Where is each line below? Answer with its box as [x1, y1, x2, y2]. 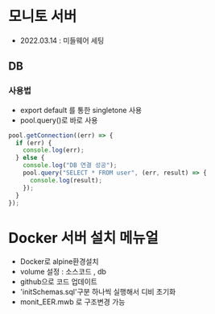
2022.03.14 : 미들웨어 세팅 [19, 36, 105, 45]
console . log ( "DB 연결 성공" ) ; [23, 161, 118, 170]
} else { [15, 154, 45, 162]
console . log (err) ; [23, 146, 85, 154]
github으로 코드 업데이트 [19, 277, 98, 287]
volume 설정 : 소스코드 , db [19, 267, 107, 277]
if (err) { [15, 139, 52, 147]
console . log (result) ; [29, 176, 103, 184]
